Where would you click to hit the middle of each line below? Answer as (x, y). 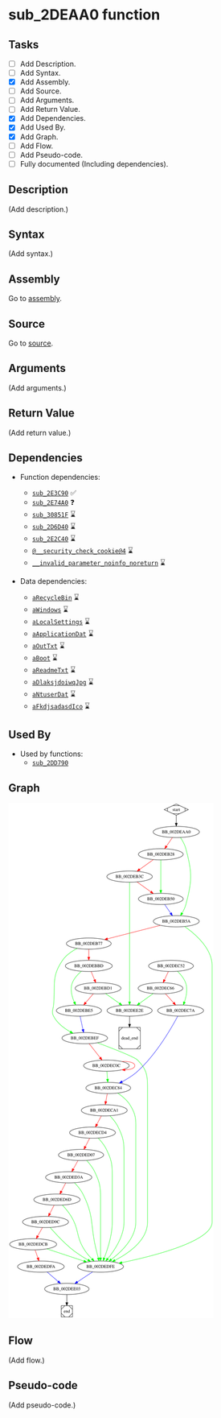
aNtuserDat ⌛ (54, 694)
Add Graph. (39, 136)
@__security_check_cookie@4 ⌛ (82, 551)
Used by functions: (51, 754)
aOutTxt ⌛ (48, 646)
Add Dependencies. (53, 118)
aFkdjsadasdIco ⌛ (61, 706)
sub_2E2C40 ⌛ (54, 539)
